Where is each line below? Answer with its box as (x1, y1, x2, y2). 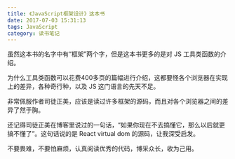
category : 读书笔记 (7, 29, 60, 37)
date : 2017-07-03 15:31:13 (7, 17, 86, 24)
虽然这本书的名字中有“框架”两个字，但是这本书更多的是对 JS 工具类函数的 (7, 50, 221, 58)
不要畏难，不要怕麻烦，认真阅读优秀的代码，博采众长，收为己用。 (7, 144, 198, 153)
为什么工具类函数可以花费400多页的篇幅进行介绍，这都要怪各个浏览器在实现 (7, 74, 228, 82)
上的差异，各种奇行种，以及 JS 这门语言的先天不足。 (7, 82, 160, 91)
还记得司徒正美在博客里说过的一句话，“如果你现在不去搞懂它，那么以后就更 (7, 120, 226, 130)
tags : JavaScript (7, 23, 58, 30)
